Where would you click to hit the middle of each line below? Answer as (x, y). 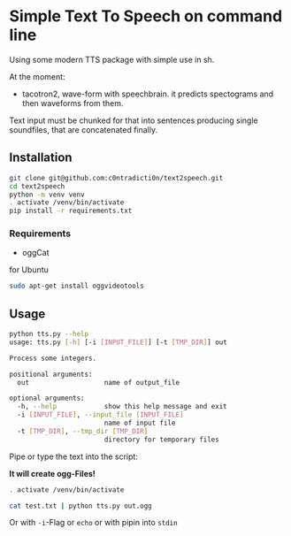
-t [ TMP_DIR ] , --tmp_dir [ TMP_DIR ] (83, 431)
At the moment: (37, 76)
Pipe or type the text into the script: (74, 456)
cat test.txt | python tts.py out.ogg (80, 506)
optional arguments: (47, 398)
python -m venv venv (47, 195)
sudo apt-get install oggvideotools (77, 286)
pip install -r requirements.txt (71, 211)
